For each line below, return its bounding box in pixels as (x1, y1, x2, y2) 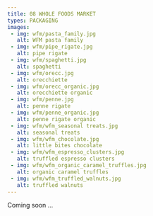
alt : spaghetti (16, 63, 61, 70)
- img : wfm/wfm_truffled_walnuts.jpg (10, 175, 121, 182)
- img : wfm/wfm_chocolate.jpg (10, 135, 99, 142)
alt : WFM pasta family (16, 37, 83, 44)
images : (7, 23, 30, 30)
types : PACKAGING (7, 17, 59, 24)
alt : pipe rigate (16, 50, 68, 57)
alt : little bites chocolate (16, 142, 102, 149)
